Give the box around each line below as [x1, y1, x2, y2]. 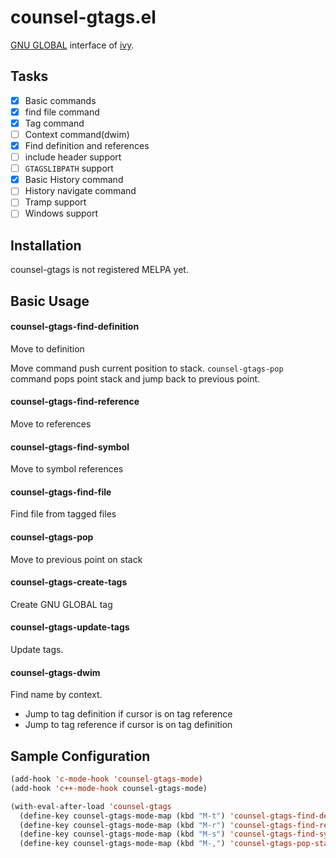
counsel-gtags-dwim [10, 666, 101, 678]
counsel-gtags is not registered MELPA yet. [10, 264, 189, 276]
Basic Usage [10, 292, 90, 310]
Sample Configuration [10, 747, 151, 765]
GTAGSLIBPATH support [24, 162, 114, 175]
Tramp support [24, 196, 87, 208]
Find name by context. [10, 689, 103, 701]
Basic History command [24, 174, 124, 186]
